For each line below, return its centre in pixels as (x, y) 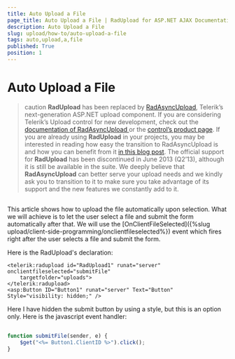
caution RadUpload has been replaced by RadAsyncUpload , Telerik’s (124, 107)
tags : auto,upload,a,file (45, 40)
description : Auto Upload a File (56, 27)
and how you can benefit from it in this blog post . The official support (124, 151)
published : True (31, 46)
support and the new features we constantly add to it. (102, 189)
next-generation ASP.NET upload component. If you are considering (123, 114)
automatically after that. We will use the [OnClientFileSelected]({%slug (109, 224)
